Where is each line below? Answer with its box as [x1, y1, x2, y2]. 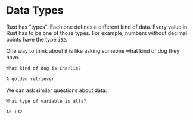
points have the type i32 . [6, 36, 67, 43]
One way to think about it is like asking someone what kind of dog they [6, 47, 180, 54]
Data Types [6, 4, 64, 17]
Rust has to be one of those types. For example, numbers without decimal [6, 29, 188, 36]
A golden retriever [6, 75, 55, 82]
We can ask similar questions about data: [6, 87, 107, 94]
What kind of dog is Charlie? [6, 65, 82, 71]
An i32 [6, 109, 23, 115]
